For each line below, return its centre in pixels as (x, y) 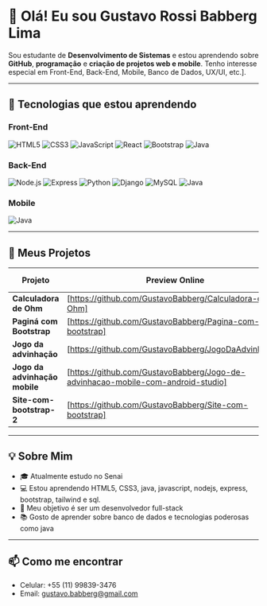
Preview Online (175, 280)
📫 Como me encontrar (66, 562)
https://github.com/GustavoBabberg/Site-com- (159, 405)
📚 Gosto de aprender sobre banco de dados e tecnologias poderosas (134, 517)
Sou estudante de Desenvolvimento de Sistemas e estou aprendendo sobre (133, 55)
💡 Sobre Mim (41, 456)
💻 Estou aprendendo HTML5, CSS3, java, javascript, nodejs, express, (134, 488)
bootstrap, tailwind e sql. (60, 499)
